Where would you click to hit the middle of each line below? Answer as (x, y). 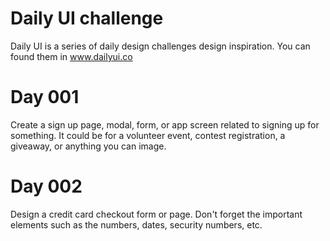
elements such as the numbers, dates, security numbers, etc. (136, 224)
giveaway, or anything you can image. (88, 146)
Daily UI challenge (87, 18)
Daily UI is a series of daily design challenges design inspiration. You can (160, 46)
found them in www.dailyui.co (71, 56)
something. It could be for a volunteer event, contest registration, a (148, 135)
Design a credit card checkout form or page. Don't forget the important (156, 214)
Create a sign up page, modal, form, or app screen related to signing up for (165, 124)
